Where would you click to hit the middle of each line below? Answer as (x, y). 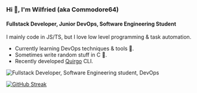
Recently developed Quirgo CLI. (54, 61)
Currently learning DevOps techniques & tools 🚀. (74, 49)
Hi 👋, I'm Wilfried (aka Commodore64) (63, 10)
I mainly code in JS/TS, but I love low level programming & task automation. (99, 37)
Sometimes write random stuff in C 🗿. (61, 55)
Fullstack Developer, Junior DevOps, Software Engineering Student (91, 24)
